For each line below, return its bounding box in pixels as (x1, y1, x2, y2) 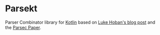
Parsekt (5, 3, 38, 14)
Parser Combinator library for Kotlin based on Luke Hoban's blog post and (5, 19, 156, 25)
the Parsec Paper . (5, 24, 41, 30)
